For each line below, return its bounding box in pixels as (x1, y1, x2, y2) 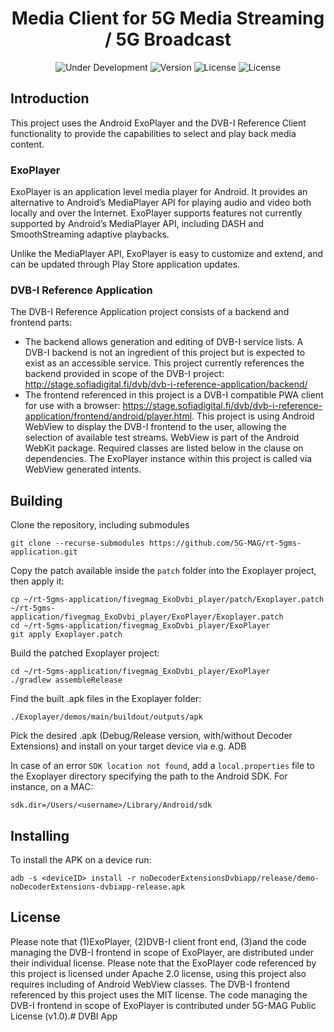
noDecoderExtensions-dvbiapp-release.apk (10, 882, 186, 892)
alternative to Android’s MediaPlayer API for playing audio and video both (10, 197, 312, 209)
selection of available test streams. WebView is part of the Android (24, 432, 300, 444)
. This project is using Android (191, 410, 315, 422)
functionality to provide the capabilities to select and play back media (10, 127, 297, 139)
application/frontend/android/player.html (24, 410, 193, 422)
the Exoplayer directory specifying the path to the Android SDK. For (10, 770, 288, 782)
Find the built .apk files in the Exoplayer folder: (10, 693, 202, 705)
